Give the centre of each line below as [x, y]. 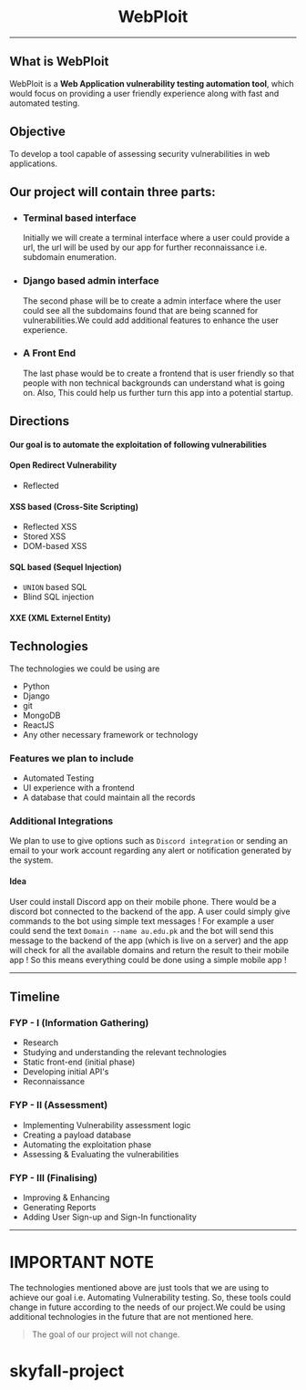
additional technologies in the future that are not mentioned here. [132, 1316]
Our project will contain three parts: [112, 192]
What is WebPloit [59, 62]
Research [41, 1042]
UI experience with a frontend [78, 788]
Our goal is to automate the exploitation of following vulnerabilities [138, 444]
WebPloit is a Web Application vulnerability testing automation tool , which [152, 83]
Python [36, 686]
